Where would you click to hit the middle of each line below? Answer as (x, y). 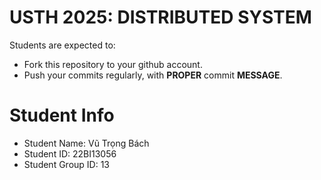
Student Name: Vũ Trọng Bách (86, 143)
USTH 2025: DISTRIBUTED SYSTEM (160, 17)
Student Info (62, 115)
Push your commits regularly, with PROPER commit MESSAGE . (153, 75)
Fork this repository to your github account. (113, 64)
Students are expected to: (62, 45)
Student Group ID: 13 (67, 164)
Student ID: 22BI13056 (70, 153)
